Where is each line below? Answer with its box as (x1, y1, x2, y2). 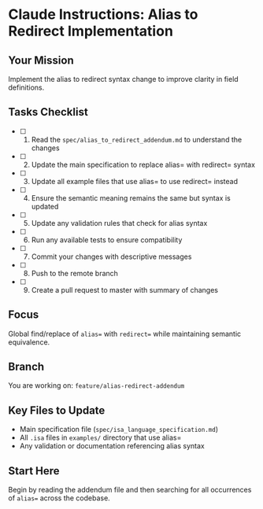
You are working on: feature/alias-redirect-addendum (8, 381, 185, 390)
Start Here (8, 464, 61, 478)
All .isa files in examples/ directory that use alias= (19, 433, 182, 442)
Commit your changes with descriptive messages (31, 252, 192, 261)
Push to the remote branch (31, 268, 118, 278)
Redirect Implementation (8, 22, 173, 40)
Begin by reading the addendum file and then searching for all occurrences (8, 485, 252, 495)
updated (31, 201, 59, 211)
